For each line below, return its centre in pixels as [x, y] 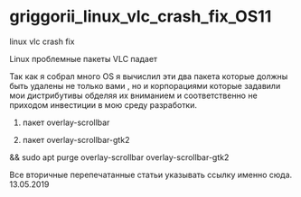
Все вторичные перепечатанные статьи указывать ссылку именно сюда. [151, 175]
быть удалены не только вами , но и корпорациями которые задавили [145, 85]
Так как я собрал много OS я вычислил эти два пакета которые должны [149, 76]
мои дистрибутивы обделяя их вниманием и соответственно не [133, 95]
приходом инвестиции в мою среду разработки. [103, 104]
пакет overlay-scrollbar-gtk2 [76, 139]
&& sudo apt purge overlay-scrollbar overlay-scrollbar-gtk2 [119, 157]
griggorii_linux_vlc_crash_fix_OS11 [141, 17]
